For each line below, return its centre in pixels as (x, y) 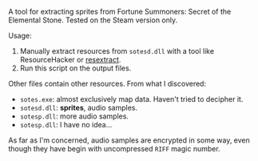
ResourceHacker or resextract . (70, 60)
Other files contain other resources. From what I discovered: (107, 84)
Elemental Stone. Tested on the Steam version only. (93, 20)
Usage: (20, 36)
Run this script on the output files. (75, 68)
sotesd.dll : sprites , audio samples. (79, 108)
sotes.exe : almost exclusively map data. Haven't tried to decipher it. (131, 99)
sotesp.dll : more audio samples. (74, 116)
